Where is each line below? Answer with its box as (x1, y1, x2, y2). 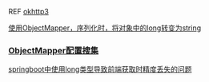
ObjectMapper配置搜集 (8, 45, 98, 56)
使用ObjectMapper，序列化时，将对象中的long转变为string (8, 23, 202, 33)
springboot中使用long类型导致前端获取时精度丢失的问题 (8, 64, 192, 74)
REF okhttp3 (8, 7, 50, 16)
